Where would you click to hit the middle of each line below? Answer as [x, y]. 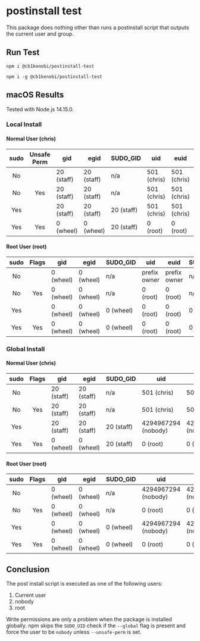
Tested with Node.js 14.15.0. [40, 109]
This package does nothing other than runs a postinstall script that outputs [98, 27]
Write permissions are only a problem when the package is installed [89, 620]
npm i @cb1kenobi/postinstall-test [50, 66]
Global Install [26, 349]
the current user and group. [40, 33]
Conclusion [28, 569]
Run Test [23, 53]
